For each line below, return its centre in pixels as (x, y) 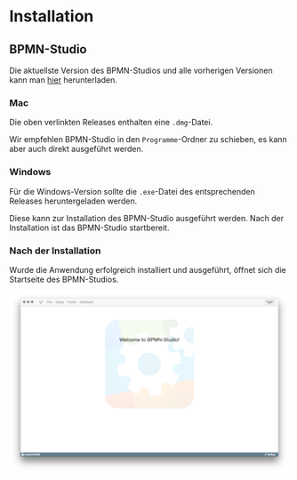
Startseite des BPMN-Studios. (64, 279)
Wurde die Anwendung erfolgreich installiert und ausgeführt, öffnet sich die (148, 269)
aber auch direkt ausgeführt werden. (76, 149)
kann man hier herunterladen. (64, 80)
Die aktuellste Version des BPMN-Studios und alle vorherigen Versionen (141, 70)
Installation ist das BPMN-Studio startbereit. (89, 228)
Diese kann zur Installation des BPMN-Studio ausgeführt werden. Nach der (147, 218)
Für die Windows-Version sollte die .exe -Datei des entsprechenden (132, 191)
